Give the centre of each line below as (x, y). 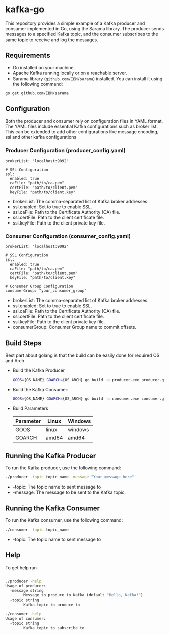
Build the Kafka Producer (39, 370)
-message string (27, 591)
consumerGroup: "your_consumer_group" (46, 291)
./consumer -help (23, 614)
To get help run (21, 567)
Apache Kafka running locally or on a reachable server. (70, 73)
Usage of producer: (26, 586)
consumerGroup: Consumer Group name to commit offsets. (74, 327)
